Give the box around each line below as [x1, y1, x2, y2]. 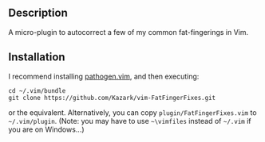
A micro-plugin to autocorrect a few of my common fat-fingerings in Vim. [8, 27, 249, 36]
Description [8, 6, 68, 20]
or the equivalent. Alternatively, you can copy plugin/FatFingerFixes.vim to [8, 107, 257, 117]
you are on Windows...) [8, 125, 85, 134]
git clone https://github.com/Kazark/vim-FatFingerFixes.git [8, 94, 216, 102]
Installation [8, 51, 65, 64]
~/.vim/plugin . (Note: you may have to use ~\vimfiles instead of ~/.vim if [8, 116, 251, 125]
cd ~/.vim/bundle [8, 86, 66, 94]
